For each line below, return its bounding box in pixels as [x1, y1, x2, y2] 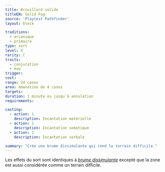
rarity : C [5, 53, 26, 57]
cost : [5, 76, 16, 81]
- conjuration [9, 62, 38, 67]
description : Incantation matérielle [14, 116, 92, 121]
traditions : [5, 30, 30, 35]
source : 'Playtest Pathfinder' [5, 16, 69, 21]
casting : [5, 107, 23, 112]
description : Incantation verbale [14, 135, 85, 140]
